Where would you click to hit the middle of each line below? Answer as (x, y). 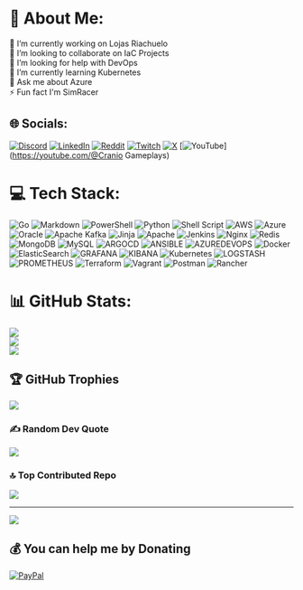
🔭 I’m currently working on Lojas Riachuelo (89, 43)
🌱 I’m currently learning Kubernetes (75, 72)
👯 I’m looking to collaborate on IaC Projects (89, 52)
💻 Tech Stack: (65, 193)
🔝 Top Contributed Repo (63, 475)
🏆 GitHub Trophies (64, 380)
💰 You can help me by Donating (100, 549)
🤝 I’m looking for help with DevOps (73, 62)
